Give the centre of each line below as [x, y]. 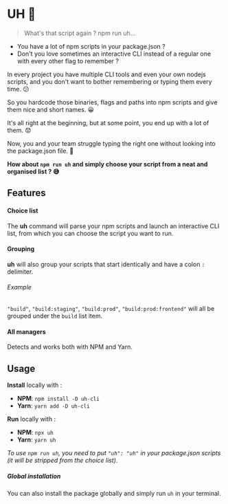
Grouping [21, 249]
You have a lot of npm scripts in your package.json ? [91, 46]
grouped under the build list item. [55, 316]
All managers [26, 331]
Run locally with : [32, 419]
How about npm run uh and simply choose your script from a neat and [107, 164]
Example [20, 287]
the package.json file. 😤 [41, 151]
